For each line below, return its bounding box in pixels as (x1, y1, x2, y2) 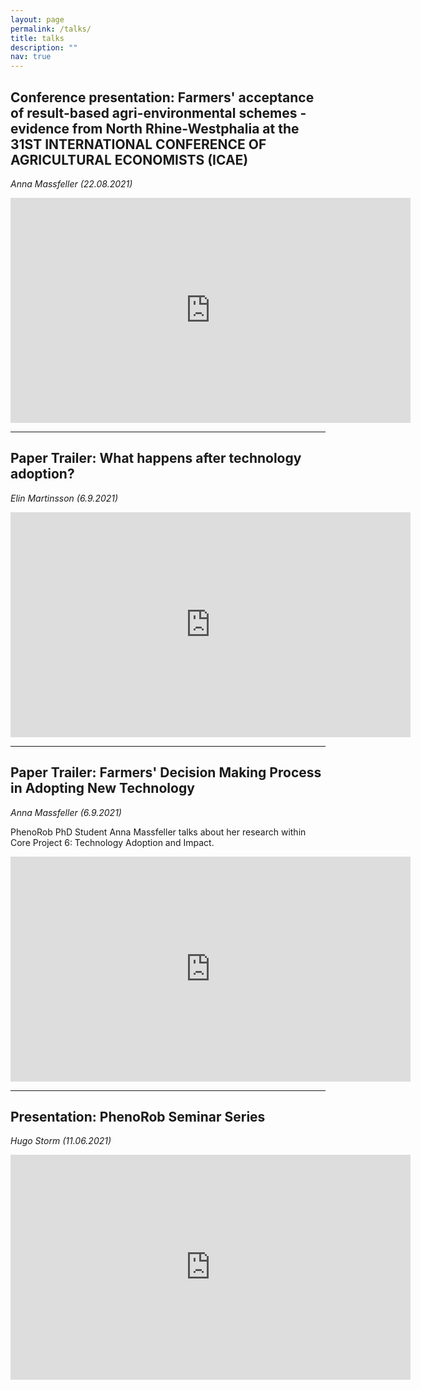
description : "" (10, 42, 78, 53)
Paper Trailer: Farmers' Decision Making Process (10, 764, 322, 781)
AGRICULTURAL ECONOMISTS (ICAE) (10, 151, 249, 168)
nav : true (10, 52, 52, 62)
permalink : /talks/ (10, 24, 92, 34)
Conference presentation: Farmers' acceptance (10, 89, 315, 106)
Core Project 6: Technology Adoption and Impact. (10, 836, 215, 848)
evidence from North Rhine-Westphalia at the (10, 120, 300, 137)
